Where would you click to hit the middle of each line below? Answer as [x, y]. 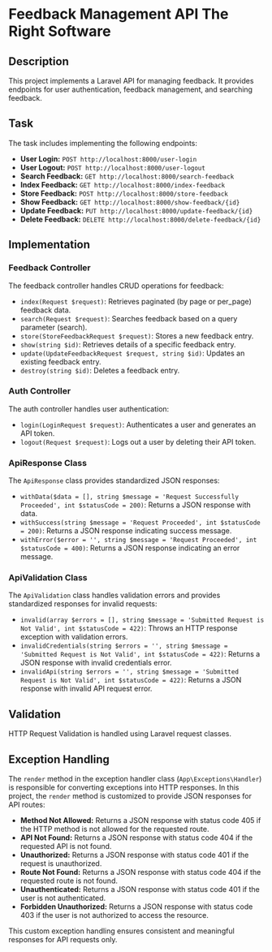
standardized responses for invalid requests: [83, 604]
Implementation [50, 245]
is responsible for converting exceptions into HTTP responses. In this [124, 787]
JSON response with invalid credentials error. [96, 663]
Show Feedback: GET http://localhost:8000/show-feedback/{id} [130, 202]
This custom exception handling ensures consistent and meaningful [122, 931]
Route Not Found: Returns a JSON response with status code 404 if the [140, 872]
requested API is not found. [66, 846]
